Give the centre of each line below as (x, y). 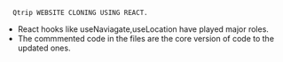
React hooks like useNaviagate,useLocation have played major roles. (143, 29)
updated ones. (44, 48)
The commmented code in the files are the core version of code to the (146, 39)
